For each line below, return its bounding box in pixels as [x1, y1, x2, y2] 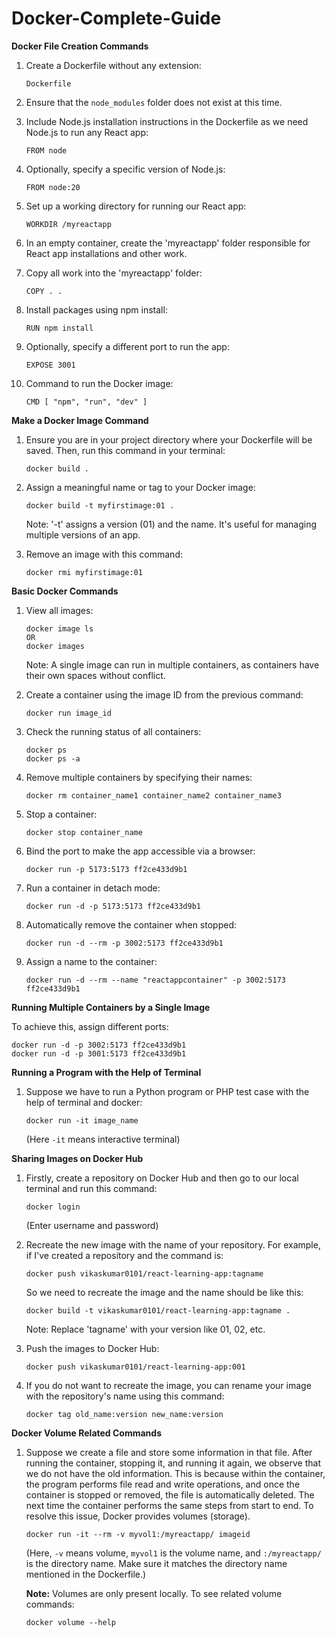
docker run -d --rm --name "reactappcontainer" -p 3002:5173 [25, 975, 287, 985]
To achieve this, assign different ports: [11, 1020, 169, 1032]
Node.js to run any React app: [25, 126, 149, 138]
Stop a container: [25, 808, 98, 820]
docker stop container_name [25, 827, 143, 837]
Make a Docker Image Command [11, 414, 149, 426]
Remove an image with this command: [25, 548, 183, 560]
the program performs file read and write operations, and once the [25, 1478, 301, 1490]
